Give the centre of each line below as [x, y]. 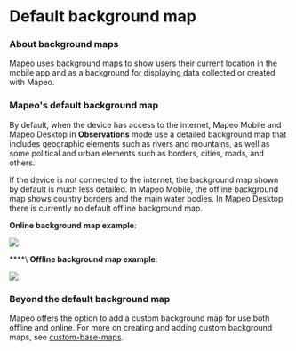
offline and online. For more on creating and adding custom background [141, 328]
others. [22, 163]
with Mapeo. [32, 83]
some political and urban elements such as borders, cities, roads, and [136, 153]
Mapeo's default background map [84, 106]
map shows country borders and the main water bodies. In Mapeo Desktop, [148, 198]
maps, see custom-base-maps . [67, 337]
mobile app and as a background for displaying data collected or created [142, 73]
